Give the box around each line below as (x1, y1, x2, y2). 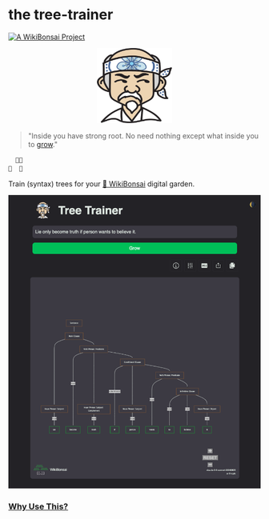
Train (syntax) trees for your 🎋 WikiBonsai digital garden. (8, 178, 195, 189)
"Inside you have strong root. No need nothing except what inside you (27, 130, 259, 141)
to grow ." (27, 139, 58, 149)
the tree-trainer (8, 6, 114, 24)
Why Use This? (8, 501, 69, 513)
